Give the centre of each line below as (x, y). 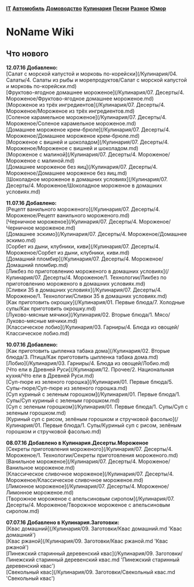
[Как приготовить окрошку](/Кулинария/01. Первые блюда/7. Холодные (96, 302)
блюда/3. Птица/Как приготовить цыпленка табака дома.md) (82, 357)
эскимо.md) (21, 240)
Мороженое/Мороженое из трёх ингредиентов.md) (70, 111)
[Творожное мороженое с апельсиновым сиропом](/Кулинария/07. (90, 499)
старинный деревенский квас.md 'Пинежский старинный (108, 560)
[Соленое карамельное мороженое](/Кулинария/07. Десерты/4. (86, 117)
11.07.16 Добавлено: (31, 203)
